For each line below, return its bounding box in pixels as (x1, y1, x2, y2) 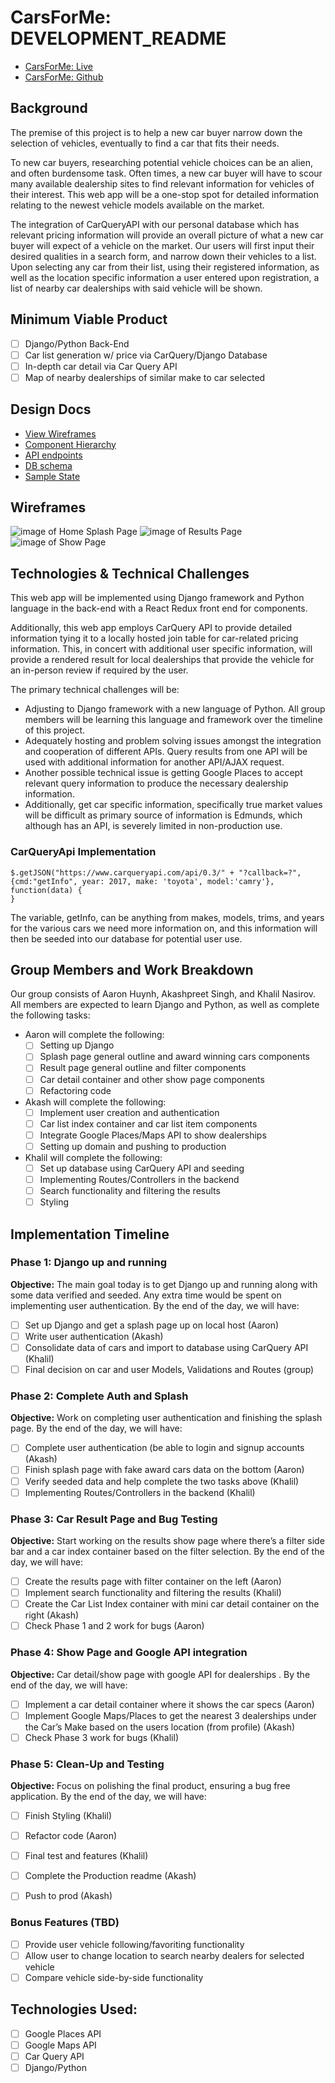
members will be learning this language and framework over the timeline (24, 714, 323, 726)
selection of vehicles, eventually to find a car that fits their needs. (10, 137, 280, 149)
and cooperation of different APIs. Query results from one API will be (24, 746, 308, 758)
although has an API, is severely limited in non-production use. (24, 820, 283, 832)
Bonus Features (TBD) (10, 1916, 120, 1930)
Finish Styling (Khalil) (24, 1809, 112, 1821)
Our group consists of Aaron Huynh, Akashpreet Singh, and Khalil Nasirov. (10, 988, 317, 1000)
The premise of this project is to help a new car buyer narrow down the (10, 126, 303, 138)
